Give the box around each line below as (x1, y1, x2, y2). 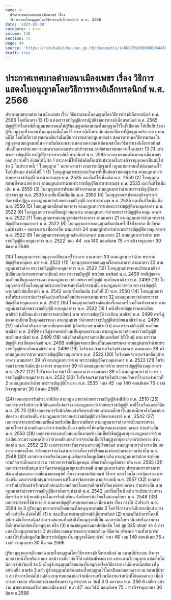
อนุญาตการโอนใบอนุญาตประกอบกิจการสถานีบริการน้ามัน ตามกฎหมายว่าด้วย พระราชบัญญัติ (5, 282, 157, 289)
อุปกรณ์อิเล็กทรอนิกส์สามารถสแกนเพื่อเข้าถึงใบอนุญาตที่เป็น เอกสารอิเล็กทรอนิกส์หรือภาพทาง (5, 517, 159, 523)
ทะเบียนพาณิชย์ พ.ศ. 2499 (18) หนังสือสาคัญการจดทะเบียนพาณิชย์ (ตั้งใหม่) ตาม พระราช (5, 334, 156, 340)
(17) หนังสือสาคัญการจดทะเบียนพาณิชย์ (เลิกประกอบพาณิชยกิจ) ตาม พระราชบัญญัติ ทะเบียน (5, 323, 159, 329)
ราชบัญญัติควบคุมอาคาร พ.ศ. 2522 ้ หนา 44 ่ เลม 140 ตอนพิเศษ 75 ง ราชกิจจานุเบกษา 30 (5, 238, 161, 244)
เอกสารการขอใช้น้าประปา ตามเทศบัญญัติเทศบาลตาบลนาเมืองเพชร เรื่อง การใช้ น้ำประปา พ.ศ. (5, 499, 158, 506)
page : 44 (5, 41, 24, 46)
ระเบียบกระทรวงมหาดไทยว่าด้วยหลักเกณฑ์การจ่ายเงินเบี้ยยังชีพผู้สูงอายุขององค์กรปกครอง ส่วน (5, 436, 160, 442)
